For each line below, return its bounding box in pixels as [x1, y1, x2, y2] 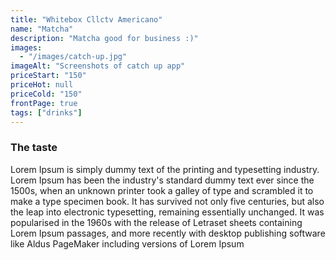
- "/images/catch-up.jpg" [19, 52, 128, 62]
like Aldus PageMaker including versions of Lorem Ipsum [10, 237, 245, 250]
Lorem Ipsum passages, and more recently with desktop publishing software [10, 227, 326, 239]
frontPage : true [10, 98, 78, 108]
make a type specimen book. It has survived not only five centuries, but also [10, 195, 325, 207]
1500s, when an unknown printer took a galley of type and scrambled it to [10, 184, 314, 196]
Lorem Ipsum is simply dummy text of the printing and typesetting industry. [10, 163, 320, 175]
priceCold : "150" [10, 89, 83, 99]
